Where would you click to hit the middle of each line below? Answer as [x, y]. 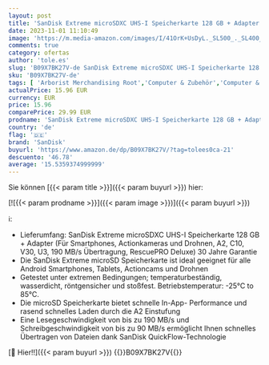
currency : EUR [32, 98]
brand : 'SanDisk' [37, 142]
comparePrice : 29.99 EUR [50, 113]
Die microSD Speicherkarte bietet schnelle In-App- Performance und [133, 303]
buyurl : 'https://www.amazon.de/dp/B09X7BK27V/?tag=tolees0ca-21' [121, 150]
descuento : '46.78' [41, 157]
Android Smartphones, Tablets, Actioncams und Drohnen [114, 269]
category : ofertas [39, 53]
